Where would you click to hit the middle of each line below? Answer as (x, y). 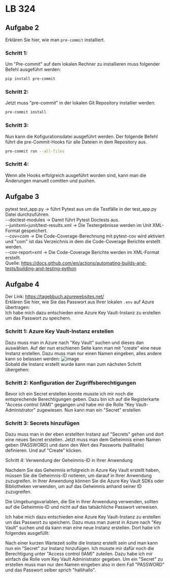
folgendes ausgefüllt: (27, 533)
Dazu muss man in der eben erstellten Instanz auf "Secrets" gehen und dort (84, 434)
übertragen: (18, 307)
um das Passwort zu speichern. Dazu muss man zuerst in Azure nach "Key (83, 523)
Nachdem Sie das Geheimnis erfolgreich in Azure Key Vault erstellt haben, (83, 470)
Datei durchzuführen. (27, 214)
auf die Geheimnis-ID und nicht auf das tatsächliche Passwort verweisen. (82, 507)
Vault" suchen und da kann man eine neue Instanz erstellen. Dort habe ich (83, 528)
